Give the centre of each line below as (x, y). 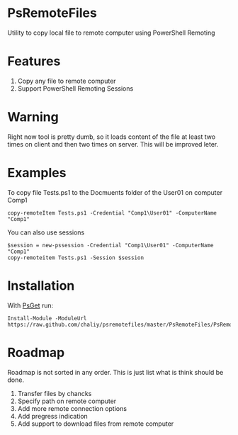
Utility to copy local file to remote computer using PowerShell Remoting (111, 33)
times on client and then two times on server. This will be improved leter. (113, 144)
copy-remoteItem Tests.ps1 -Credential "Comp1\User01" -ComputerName (112, 213)
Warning (33, 117)
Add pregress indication (53, 416)
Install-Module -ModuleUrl (47, 318)
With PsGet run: (30, 305)
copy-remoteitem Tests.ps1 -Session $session (75, 258)
